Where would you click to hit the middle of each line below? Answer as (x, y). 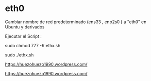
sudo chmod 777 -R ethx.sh (33, 45)
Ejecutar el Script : (24, 36)
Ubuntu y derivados (25, 27)
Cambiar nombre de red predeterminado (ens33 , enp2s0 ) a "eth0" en (76, 22)
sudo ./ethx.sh (19, 55)
